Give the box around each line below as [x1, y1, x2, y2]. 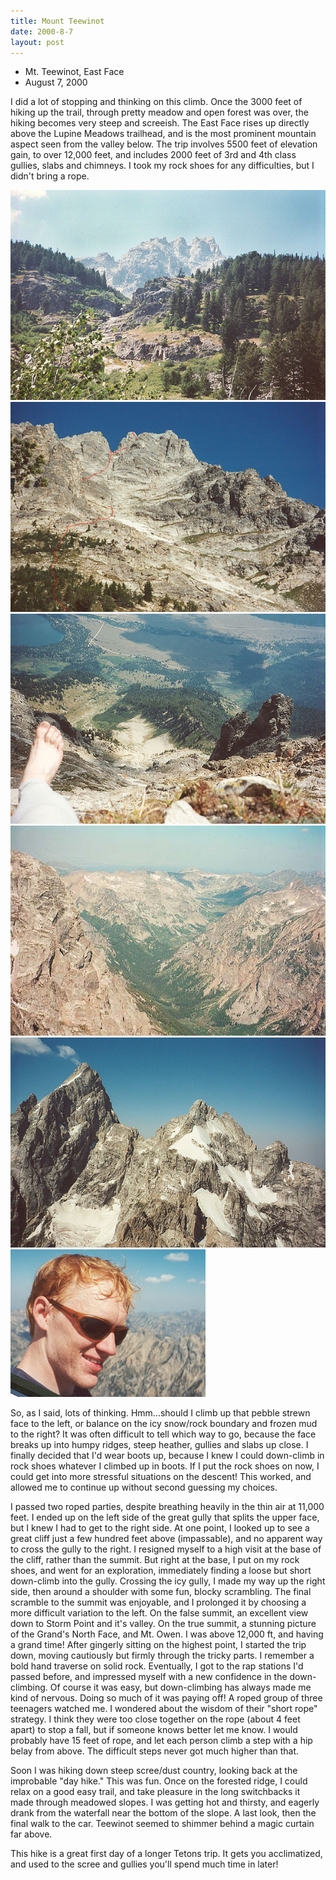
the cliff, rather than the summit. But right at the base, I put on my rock [10, 1554, 300, 1566]
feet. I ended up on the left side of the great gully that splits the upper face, [10, 1511, 320, 1524]
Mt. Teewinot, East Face [24, 66, 125, 78]
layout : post [10, 37, 65, 47]
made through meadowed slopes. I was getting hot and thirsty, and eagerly [10, 1796, 320, 1809]
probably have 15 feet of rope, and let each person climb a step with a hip [10, 1735, 313, 1747]
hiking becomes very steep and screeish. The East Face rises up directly [10, 117, 310, 129]
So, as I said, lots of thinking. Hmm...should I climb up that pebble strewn [10, 1407, 311, 1419]
